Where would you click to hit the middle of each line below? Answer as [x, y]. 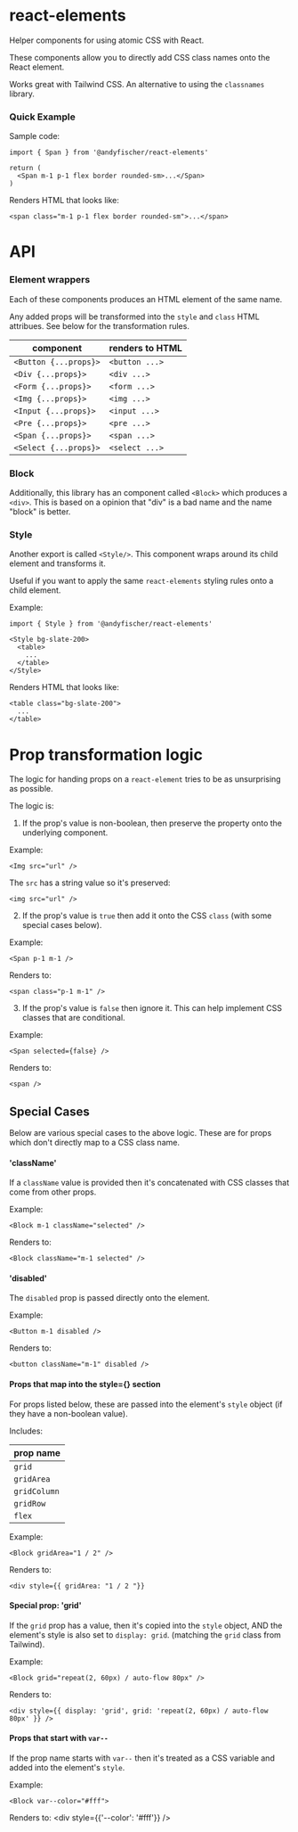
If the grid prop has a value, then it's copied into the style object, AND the [146, 1625]
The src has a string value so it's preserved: [90, 883]
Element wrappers [50, 280]
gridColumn [36, 1491]
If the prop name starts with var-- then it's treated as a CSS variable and [142, 1758]
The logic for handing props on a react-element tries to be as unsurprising [145, 779]
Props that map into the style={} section [85, 1384]
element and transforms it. [58, 563]
